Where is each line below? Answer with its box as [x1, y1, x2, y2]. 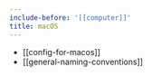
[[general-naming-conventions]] [22, 56, 143, 67]
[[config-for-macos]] [22, 46, 101, 57]
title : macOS [9, 22, 59, 31]
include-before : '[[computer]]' [9, 13, 131, 23]
